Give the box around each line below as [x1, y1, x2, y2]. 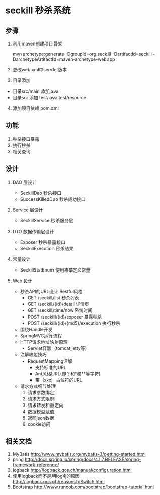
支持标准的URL [35, 364, 67, 370]
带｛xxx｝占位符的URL [35, 377, 82, 383]
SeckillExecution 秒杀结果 [20, 245, 74, 251]
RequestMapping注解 [27, 357, 72, 364]
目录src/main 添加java [12, 88, 59, 94]
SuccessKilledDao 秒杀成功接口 [20, 196, 86, 202]
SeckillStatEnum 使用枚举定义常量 [20, 266, 91, 273]
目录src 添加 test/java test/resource [12, 95, 87, 100]
